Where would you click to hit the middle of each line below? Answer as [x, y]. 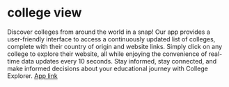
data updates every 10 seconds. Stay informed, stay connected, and [119, 61]
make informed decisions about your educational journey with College [108, 68]
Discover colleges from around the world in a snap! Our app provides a [109, 32]
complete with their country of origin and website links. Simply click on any [115, 46]
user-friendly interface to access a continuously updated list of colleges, [111, 39]
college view [45, 13]
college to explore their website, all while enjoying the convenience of [107, 54]
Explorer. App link [32, 76]
